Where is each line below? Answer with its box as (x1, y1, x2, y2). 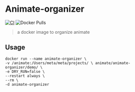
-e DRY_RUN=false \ (5, 69, 45, 74)
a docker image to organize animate (17, 29, 90, 35)
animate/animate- (95, 60, 131, 66)
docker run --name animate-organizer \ (5, 56, 87, 61)
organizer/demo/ (5, 65, 38, 69)
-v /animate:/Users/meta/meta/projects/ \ (5, 60, 93, 66)
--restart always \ (5, 73, 45, 78)
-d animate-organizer (5, 82, 50, 87)
